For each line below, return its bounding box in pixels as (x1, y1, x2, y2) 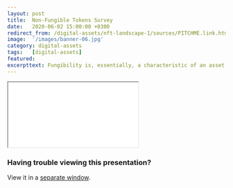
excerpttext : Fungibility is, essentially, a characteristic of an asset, (7, 62, 228, 69)
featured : (7, 55, 36, 62)
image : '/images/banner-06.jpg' (7, 36, 104, 43)
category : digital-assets (7, 42, 82, 49)
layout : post (7, 10, 45, 17)
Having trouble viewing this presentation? (7, 157, 151, 167)
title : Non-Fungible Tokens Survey (7, 17, 113, 24)
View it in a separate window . (7, 173, 91, 181)
